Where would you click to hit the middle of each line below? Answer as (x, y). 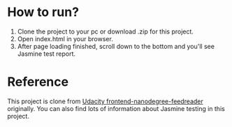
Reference (38, 82)
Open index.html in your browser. (65, 38)
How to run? (43, 12)
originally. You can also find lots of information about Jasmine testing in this (116, 108)
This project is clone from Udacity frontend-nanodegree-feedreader (106, 101)
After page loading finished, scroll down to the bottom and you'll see (116, 46)
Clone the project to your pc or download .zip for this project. (106, 31)
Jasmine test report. (46, 54)
